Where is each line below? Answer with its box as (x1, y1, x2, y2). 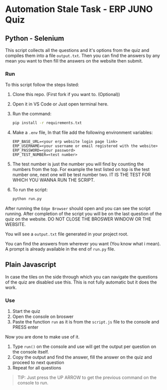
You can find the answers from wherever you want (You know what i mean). (5, 241, 161, 247)
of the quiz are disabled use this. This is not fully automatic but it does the (5, 279, 157, 285)
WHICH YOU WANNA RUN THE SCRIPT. (12, 177, 95, 183)
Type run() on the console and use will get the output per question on (12, 343, 157, 349)
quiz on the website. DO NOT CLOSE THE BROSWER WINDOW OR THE (5, 216, 152, 222)
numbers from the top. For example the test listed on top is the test (12, 166, 150, 172)
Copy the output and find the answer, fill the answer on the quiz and (12, 354, 152, 360)
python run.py (12, 196, 42, 201)
